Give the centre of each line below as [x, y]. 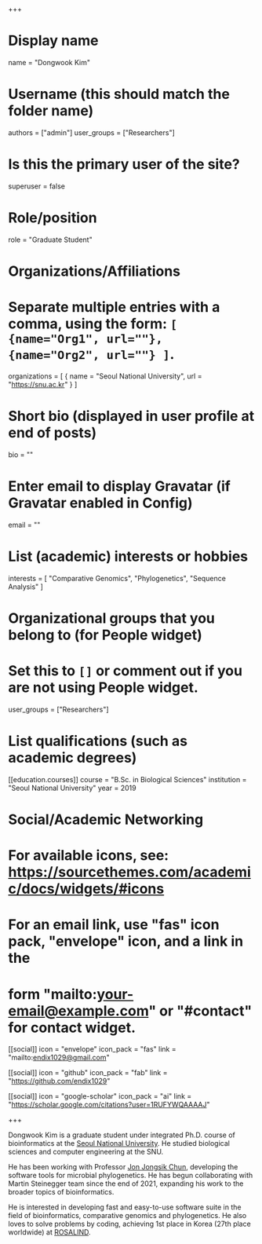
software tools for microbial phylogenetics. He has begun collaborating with [131, 1176]
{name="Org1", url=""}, [86, 339]
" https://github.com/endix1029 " [59, 1081]
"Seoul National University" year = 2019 [72, 788]
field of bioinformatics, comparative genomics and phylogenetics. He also [127, 1216]
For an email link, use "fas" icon [114, 925]
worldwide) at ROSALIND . [50, 1232]
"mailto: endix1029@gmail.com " [59, 1058]
